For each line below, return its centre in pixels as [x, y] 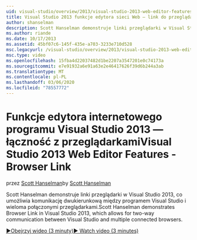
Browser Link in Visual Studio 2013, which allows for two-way [80, 213]
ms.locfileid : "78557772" [38, 88]
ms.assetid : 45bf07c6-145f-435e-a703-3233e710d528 [69, 45]
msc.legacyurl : [25, 50]
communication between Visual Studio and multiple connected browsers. [94, 219]
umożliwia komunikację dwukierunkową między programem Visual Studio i [96, 201]
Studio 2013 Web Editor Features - [91, 155]
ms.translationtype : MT [35, 72]
